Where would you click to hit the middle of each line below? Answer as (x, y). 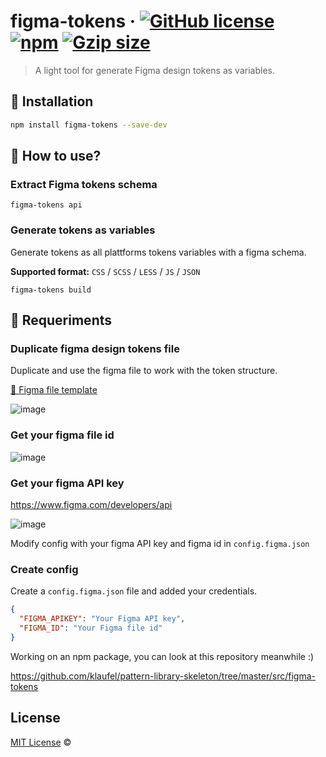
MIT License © (41, 742)
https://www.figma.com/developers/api (91, 504)
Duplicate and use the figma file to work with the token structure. (144, 371)
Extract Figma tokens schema (84, 184)
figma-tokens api (46, 205)
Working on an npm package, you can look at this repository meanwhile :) (162, 656)
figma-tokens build (51, 290)
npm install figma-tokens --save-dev (89, 125)
